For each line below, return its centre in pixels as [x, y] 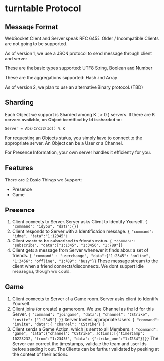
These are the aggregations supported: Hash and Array [61, 77]
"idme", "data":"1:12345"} [40, 236]
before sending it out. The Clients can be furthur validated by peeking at [85, 349]
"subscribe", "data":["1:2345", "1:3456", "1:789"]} [67, 246]
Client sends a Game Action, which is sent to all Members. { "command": [85, 329]
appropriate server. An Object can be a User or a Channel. [64, 143]
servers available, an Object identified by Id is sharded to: [64, 120]
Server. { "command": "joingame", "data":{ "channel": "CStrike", [81, 314]
